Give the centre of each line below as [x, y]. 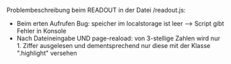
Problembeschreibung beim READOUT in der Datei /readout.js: [96, 10]
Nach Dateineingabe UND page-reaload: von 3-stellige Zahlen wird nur [118, 38]
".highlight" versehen [47, 53]
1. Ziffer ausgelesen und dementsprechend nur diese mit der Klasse [113, 46]
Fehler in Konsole [41, 31]
